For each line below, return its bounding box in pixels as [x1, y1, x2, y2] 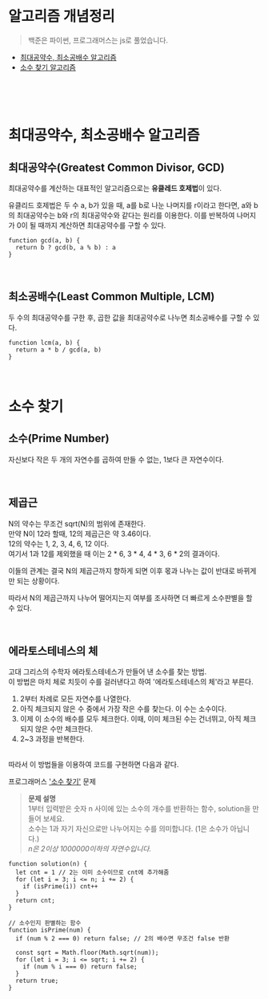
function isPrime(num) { [8, 926, 91, 935]
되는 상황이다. [16, 575, 60, 586]
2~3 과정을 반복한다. [19, 734, 86, 744]
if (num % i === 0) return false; [22, 963, 138, 971]
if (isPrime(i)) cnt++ [22, 883, 98, 891]
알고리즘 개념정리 [8, 7, 115, 26]
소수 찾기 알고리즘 [19, 62, 76, 72]
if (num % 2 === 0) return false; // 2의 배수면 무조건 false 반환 [15, 935, 230, 943]
